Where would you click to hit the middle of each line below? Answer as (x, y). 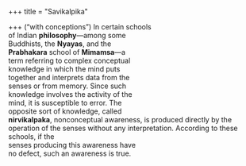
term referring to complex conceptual (69, 60)
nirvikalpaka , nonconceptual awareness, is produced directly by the (120, 120)
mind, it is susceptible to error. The (65, 103)
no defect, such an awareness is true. (70, 153)
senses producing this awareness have (72, 145)
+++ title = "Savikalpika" (48, 12)
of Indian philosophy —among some (67, 35)
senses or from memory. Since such (67, 86)
